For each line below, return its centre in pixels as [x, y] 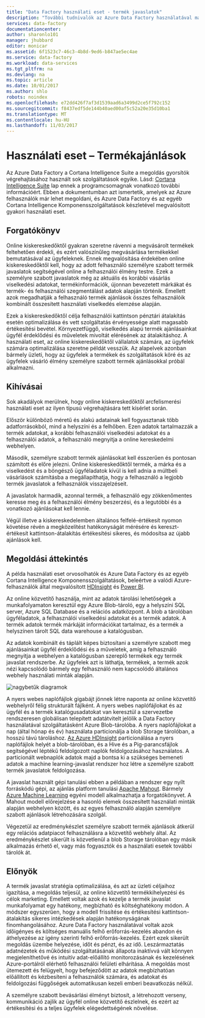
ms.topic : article [30, 80]
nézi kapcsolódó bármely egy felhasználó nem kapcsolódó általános [92, 669]
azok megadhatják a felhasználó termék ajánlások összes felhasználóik [96, 297]
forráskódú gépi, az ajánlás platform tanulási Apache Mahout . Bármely [95, 788]
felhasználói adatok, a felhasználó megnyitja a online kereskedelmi [90, 439]
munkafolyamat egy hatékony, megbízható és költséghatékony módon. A [98, 906]
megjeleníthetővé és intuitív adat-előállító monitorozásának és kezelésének [100, 958]
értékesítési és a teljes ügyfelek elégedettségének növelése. [82, 1008]
